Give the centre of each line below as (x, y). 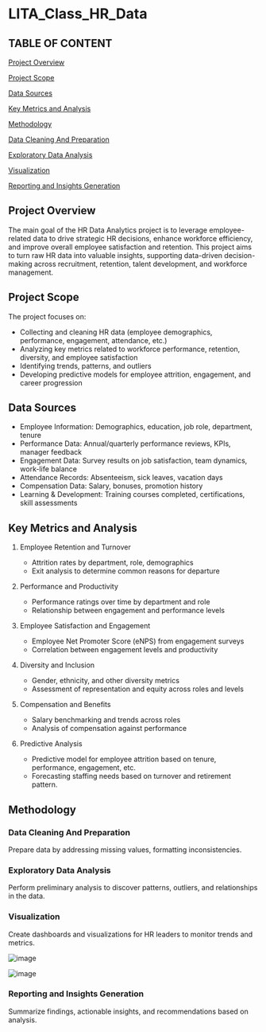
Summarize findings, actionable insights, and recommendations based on (128, 1011)
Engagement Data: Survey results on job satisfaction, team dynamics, (133, 461)
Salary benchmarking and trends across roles (106, 720)
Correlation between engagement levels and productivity (125, 650)
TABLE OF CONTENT (60, 43)
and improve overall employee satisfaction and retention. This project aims (130, 247)
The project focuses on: (47, 316)
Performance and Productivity (69, 587)
